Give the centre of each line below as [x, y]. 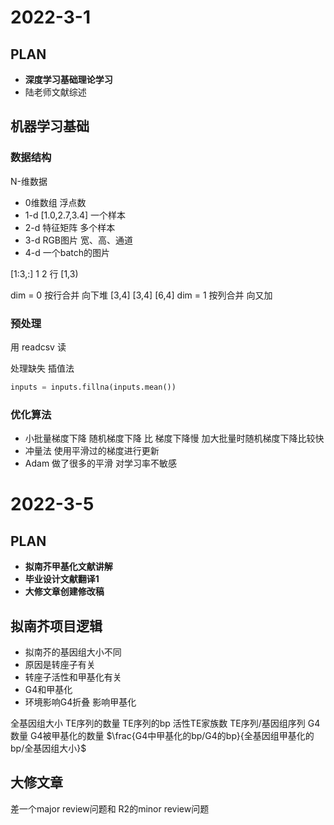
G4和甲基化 [48, 689]
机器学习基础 [50, 126]
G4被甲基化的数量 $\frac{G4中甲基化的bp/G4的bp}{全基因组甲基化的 [172, 735]
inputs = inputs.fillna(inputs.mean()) [93, 387]
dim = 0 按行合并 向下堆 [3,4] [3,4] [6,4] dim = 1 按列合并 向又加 [141, 295]
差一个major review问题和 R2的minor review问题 [110, 808]
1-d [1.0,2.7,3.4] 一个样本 [75, 215]
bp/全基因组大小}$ [48, 748]
